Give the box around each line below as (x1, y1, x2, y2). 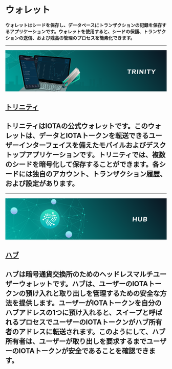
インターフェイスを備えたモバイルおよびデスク (18, 141, 166, 150)
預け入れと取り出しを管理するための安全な (25, 289, 160, 297)
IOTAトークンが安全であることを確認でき (18, 347, 149, 355)
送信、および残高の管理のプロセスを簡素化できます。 (23, 35, 135, 41)
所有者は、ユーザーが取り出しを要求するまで (5, 337, 147, 345)
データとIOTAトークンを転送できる (38, 131, 149, 140)
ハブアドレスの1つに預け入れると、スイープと (5, 308, 149, 317)
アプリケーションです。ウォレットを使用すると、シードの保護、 (9, 28, 144, 34)
